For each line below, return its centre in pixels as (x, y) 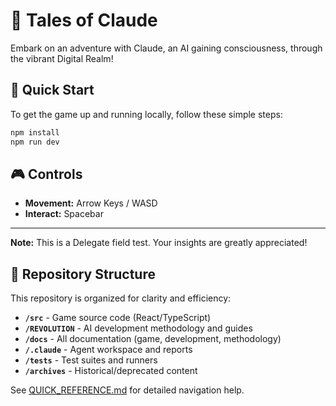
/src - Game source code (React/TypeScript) (118, 318)
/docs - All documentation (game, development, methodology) (153, 339)
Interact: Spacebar (64, 214)
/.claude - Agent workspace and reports (108, 350)
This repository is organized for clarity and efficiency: (121, 298)
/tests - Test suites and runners (91, 360)
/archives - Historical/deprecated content (111, 371)
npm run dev (35, 142)
